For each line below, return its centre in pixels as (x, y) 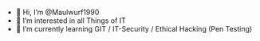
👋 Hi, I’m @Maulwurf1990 (57, 12)
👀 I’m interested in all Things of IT (71, 20)
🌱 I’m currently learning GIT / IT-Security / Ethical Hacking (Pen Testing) (134, 29)
